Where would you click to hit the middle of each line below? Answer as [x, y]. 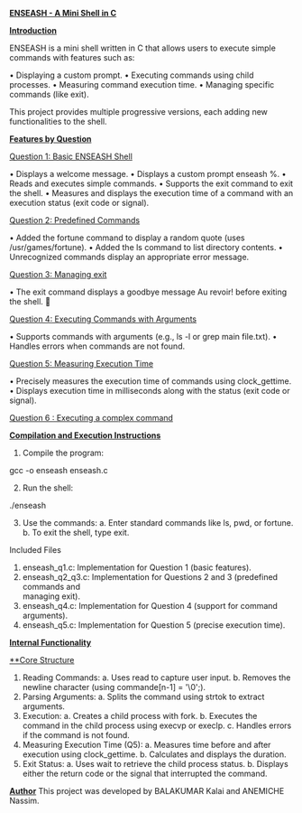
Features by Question [50, 139]
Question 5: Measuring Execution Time [82, 364]
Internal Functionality [50, 642]
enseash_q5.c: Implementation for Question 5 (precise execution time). [154, 625]
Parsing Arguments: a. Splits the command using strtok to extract [143, 696]
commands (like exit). [49, 94]
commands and [51, 587]
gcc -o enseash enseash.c [59, 470]
